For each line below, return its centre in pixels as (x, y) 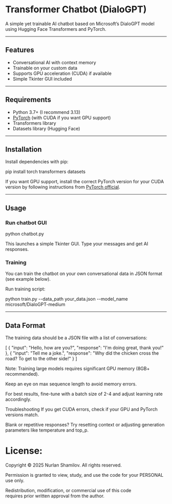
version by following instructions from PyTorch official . (63, 187)
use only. (15, 480)
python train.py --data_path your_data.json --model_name (67, 299)
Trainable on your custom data (45, 68)
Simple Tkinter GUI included (42, 79)
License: (24, 451)
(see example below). (28, 279)
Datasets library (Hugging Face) (46, 128)
